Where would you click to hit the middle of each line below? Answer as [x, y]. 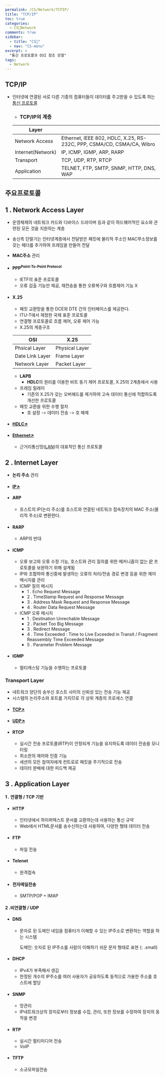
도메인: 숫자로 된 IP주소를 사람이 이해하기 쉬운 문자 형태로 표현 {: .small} [89, 947]
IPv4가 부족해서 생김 [39, 970]
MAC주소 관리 [26, 255]
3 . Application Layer [37, 784]
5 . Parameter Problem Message [59, 645]
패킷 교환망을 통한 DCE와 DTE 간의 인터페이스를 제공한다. [75, 309]
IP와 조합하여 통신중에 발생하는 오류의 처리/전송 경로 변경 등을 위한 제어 [88, 574]
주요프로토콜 [23, 193]
